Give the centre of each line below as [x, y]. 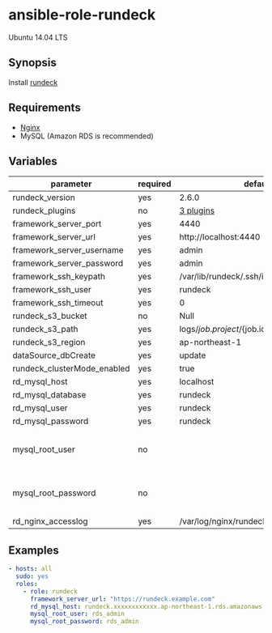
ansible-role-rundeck [82, 15]
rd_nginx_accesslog [50, 521]
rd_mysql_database [49, 395]
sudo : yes [32, 576]
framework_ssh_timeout [58, 303]
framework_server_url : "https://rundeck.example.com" [123, 599]
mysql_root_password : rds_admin [84, 622]
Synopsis [32, 63]
